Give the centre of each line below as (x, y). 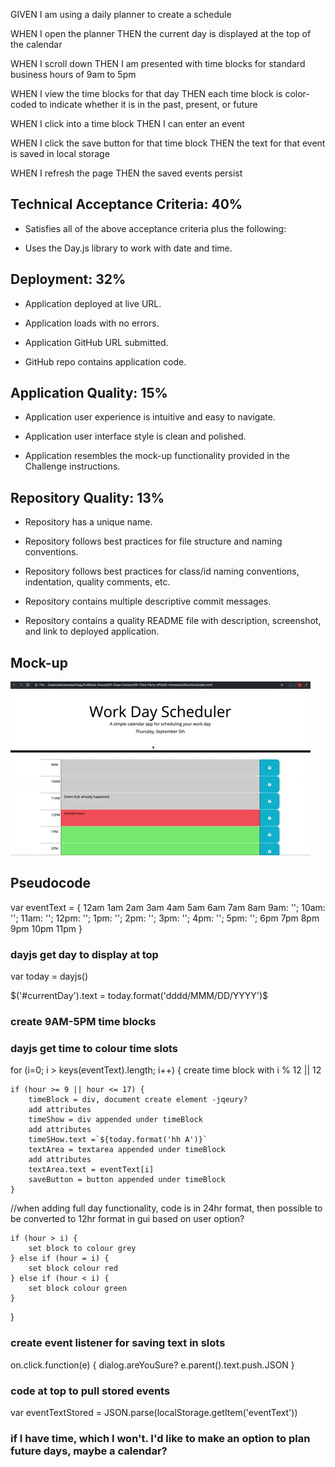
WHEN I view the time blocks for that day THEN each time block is (146, 93)
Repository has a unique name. (88, 522)
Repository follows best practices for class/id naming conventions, (162, 571)
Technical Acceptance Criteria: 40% (126, 204)
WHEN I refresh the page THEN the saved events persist (126, 173)
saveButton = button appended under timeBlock (127, 1180)
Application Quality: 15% (89, 393)
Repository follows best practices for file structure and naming (153, 541)
